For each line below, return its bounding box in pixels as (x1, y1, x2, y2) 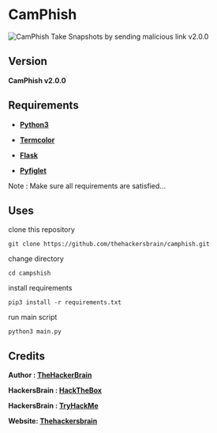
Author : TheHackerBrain (8, 370, 92, 380)
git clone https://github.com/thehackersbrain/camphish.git (8, 240, 211, 249)
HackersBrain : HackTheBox (8, 386, 103, 395)
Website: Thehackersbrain (8, 416, 98, 426)
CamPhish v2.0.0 (8, 75, 66, 85)
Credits (8, 349, 46, 363)
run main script (8, 313, 58, 322)
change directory (8, 254, 65, 264)
